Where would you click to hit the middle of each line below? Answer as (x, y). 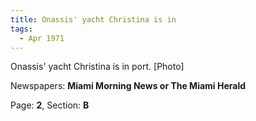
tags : (21, 29)
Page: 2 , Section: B (50, 105)
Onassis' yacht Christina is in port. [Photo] (97, 67)
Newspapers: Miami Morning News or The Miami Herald (128, 86)
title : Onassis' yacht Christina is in (93, 19)
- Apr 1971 (42, 38)
